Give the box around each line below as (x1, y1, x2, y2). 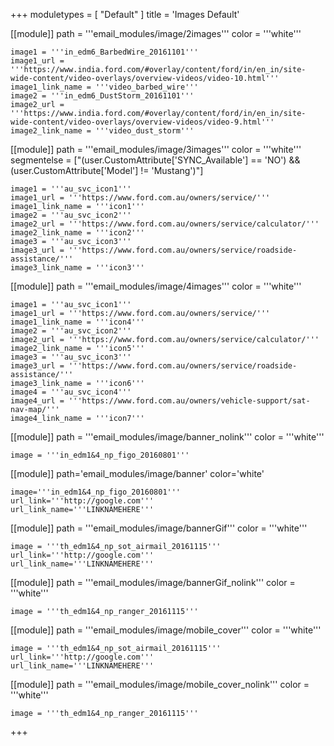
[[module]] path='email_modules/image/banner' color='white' (10, 468, 265, 479)
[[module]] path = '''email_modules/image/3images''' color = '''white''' (10, 144, 302, 155)
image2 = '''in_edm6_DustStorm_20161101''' (10, 91, 195, 101)
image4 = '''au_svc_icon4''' (10, 387, 132, 397)
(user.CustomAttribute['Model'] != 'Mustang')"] (10, 165, 204, 176)
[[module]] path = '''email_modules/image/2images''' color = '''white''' (10, 28, 302, 39)
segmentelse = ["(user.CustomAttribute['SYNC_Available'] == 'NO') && (10, 154, 301, 166)
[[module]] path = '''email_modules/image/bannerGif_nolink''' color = (10, 577, 296, 588)
